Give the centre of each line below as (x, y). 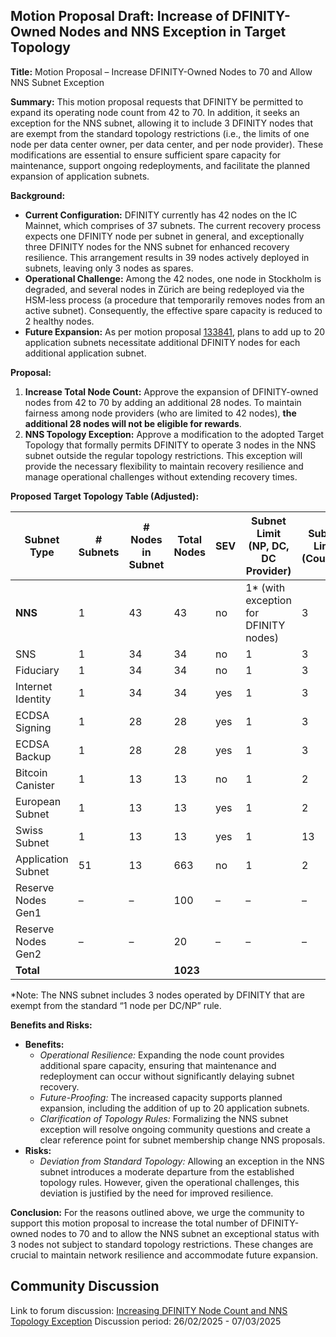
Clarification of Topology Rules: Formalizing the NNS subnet (164, 1118)
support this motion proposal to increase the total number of (134, 1223)
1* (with (265, 587)
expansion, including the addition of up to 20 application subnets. (174, 1108)
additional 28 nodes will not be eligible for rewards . (133, 423)
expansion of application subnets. (80, 176)
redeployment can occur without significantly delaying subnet (167, 1076)
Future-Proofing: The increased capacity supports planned (161, 1097)
